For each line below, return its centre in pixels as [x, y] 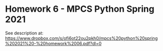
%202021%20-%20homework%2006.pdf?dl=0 [53, 43]
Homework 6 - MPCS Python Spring [80, 9]
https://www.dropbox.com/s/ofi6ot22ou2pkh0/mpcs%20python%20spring [81, 38]
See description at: [24, 33]
